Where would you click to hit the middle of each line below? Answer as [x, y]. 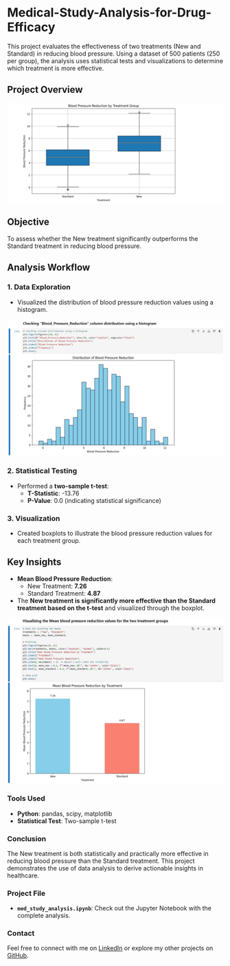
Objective [28, 222]
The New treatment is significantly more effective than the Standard [116, 600]
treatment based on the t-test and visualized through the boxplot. [111, 608]
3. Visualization [34, 518]
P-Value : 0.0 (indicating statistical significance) [94, 500]
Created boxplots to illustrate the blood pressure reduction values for [115, 533]
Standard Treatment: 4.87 [64, 593]
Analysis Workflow [49, 268]
